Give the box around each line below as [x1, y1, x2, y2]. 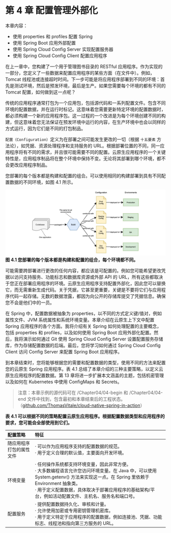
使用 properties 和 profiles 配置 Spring [12, 33, 93, 39]
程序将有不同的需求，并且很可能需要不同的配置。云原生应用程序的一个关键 [9, 149, 166, 155]
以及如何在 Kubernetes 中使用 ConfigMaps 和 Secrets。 [5, 379, 122, 385]
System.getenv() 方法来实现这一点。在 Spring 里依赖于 [35, 474, 150, 480]
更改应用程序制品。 [9, 161, 50, 168]
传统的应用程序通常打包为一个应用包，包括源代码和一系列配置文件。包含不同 [5, 100, 166, 106]
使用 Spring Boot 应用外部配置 [12, 39, 76, 46]
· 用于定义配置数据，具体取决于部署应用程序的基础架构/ [35, 486, 151, 493]
